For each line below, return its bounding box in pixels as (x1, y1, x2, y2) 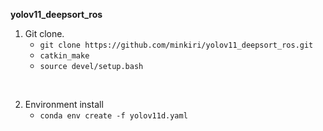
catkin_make (39, 51, 90, 61)
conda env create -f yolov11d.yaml (39, 111, 188, 121)
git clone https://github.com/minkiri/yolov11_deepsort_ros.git (39, 40, 314, 50)
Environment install (24, 99, 104, 110)
